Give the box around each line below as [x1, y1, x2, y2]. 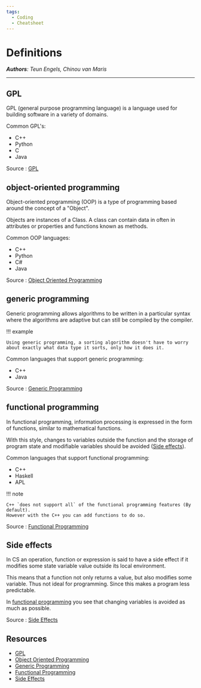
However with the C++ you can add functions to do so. [6, 512, 146, 518]
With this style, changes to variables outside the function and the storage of [6, 436, 193, 443]
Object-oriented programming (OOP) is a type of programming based [6, 198, 177, 205]
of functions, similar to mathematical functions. [6, 424, 123, 432]
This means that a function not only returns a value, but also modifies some [6, 574, 193, 581]
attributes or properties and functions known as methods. [6, 223, 148, 230]
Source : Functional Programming [6, 522, 89, 530]
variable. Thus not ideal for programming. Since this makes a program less [6, 580, 190, 588]
